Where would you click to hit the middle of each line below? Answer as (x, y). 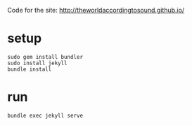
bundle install (30, 69)
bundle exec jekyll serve (45, 115)
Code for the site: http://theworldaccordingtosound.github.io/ (96, 10)
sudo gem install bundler (45, 57)
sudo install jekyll (38, 63)
